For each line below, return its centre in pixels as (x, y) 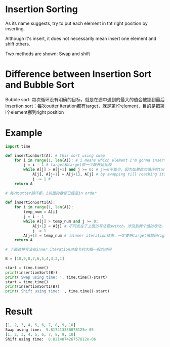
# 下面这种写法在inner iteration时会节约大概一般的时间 (58, 250)
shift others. (18, 44)
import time (18, 146)
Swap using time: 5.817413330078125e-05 (50, 330)
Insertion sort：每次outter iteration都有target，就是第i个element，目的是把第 (85, 106)
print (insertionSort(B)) (31, 272)
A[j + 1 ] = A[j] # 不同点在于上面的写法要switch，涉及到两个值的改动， (99, 226)
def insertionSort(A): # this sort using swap (55, 155)
